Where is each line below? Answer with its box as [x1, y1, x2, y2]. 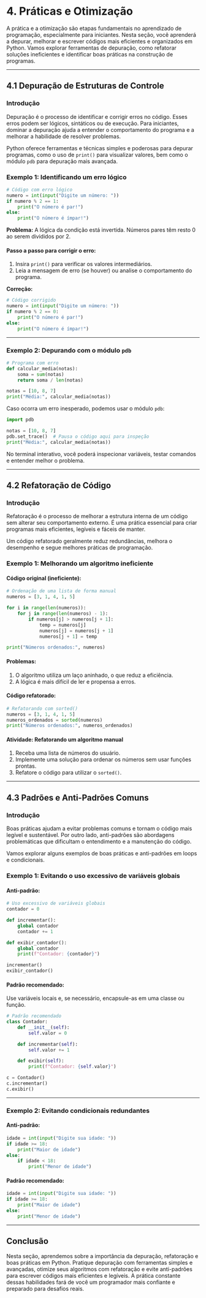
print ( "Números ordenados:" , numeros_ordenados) [6, 722, 133, 729]
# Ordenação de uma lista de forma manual [6, 588, 116, 594]
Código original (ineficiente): [6, 575, 82, 582]
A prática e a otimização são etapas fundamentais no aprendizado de [6, 25, 182, 32]
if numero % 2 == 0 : [6, 308, 59, 315]
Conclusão [6, 1236, 49, 1246]
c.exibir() [6, 1086, 34, 1092]
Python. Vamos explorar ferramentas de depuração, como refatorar [6, 44, 177, 52]
